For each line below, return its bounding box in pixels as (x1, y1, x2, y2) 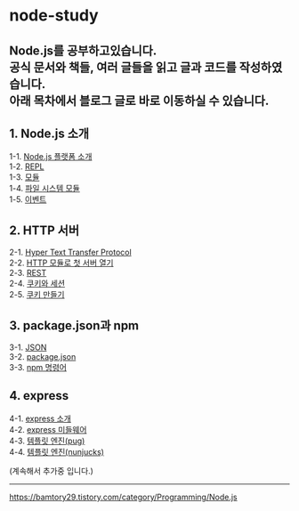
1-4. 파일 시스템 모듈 (9, 183, 80, 194)
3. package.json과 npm (9, 318, 140, 333)
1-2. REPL (9, 161, 44, 172)
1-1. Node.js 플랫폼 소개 (9, 151, 93, 162)
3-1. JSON (9, 342, 47, 353)
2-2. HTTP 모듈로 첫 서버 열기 (9, 257, 114, 268)
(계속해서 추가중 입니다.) (9, 465, 93, 476)
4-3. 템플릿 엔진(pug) (9, 435, 85, 446)
